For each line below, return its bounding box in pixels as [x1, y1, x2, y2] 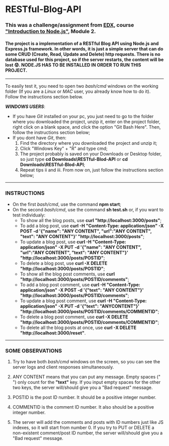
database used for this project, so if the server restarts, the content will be [5, 57, 164, 63]
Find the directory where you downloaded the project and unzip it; [20, 140, 157, 146]
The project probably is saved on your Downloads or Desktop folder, [20, 151, 162, 157]
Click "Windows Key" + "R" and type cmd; [20, 145, 108, 152]
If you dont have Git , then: [12, 135, 66, 141]
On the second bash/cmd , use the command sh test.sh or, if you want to [12, 206, 164, 212]
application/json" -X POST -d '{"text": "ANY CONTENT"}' [20, 287, 144, 293]
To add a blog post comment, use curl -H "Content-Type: [20, 282, 140, 288]
